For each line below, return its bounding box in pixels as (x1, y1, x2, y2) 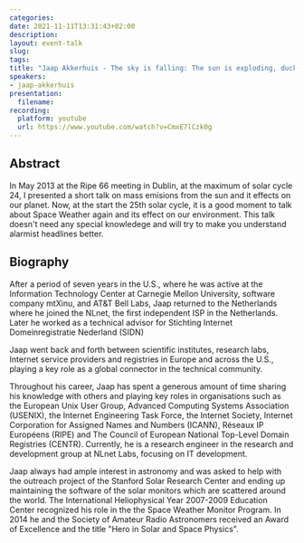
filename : (17, 97, 54, 107)
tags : (9, 55, 30, 64)
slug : (9, 47, 30, 56)
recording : (9, 106, 51, 115)
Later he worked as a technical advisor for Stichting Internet (9, 317, 233, 328)
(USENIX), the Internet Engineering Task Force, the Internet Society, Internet (9, 409, 294, 421)
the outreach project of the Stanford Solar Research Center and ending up (9, 475, 286, 486)
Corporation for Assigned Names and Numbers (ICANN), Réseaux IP (9, 419, 264, 430)
